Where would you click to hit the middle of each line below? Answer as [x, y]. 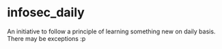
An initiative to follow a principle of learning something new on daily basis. [111, 31]
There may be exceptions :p [46, 38]
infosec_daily [46, 13]
